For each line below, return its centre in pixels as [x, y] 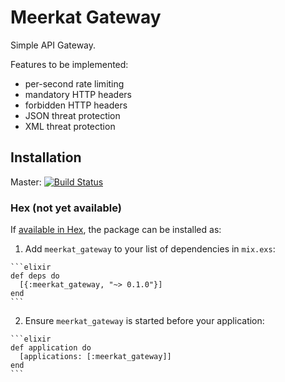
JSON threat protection [72, 115]
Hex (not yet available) [66, 208]
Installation [46, 157]
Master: [26, 182]
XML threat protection [70, 126]
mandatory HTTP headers [78, 94]
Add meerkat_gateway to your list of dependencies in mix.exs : [150, 249]
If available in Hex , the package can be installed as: [116, 230]
